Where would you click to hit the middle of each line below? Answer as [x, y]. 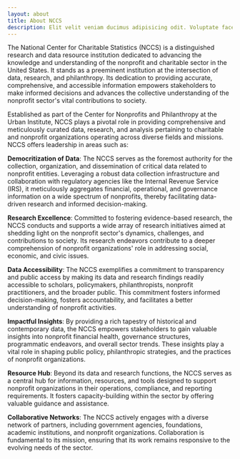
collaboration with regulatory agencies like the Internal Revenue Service [113, 181]
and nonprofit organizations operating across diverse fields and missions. [115, 137]
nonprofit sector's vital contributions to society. [77, 101]
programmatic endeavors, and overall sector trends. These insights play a [116, 344]
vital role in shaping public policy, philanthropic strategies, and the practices [119, 352]
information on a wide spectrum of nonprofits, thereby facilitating [103, 196]
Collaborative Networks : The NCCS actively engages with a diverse [108, 418]
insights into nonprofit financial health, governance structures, [99, 337]
